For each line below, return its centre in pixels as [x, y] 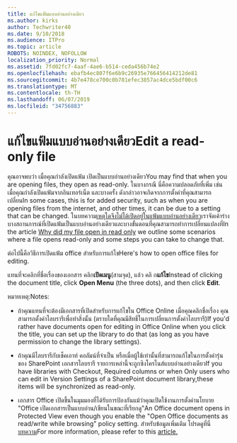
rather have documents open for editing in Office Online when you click [122, 326]
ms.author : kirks [33, 21]
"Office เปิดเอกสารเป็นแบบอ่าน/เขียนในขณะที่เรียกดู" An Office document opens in [123, 408]
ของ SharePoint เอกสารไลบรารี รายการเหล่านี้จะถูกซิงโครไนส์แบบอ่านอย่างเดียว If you [120, 363]
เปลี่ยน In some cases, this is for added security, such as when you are [108, 200]
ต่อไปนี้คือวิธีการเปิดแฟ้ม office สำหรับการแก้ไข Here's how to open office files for [113, 253]
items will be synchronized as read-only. [76, 386]
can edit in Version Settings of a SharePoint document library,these [115, 378]
